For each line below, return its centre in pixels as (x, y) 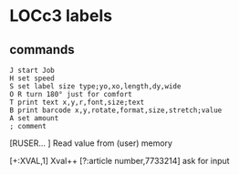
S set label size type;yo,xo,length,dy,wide (95, 87)
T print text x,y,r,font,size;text (77, 102)
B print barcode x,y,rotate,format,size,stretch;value (116, 110)
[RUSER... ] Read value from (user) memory (91, 143)
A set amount (34, 118)
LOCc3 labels (61, 16)
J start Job (32, 70)
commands (42, 50)
